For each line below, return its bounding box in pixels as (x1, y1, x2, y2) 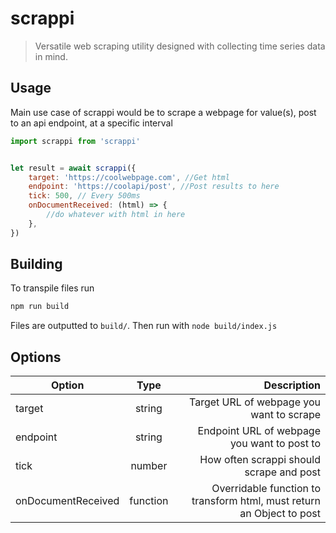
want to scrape (250, 408, 321, 422)
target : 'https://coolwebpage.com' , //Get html (28, 172, 230, 182)
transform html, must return (191, 494, 321, 508)
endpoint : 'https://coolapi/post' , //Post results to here (28, 182, 280, 192)
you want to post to (229, 437, 321, 451)
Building (10, 256, 63, 273)
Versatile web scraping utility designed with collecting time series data (34, 40, 326, 52)
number (130, 459, 168, 473)
